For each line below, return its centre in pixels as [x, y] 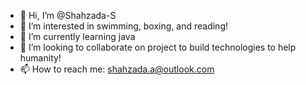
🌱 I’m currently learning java [77, 36]
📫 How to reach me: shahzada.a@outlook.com [117, 69]
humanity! [40, 58]
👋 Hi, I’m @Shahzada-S [68, 15]
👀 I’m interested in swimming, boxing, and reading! [123, 26]
